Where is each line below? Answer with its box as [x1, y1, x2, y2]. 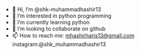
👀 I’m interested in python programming [12, 12, 112, 19]
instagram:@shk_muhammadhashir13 [12, 41, 106, 48]
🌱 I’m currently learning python [12, 19, 90, 25]
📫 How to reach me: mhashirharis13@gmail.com [12, 32, 135, 39]
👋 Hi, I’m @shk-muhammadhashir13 [12, 6, 101, 13]
